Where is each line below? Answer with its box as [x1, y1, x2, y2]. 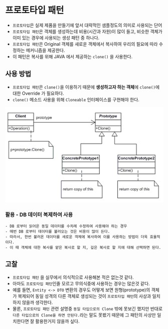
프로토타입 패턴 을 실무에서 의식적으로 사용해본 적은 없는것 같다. [12, 274, 134, 280]
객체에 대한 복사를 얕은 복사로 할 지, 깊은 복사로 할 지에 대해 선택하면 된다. [21, 245, 161, 250]
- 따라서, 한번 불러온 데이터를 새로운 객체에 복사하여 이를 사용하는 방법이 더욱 [5, 234, 148, 239]
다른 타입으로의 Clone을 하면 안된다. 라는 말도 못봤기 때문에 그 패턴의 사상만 [12, 312, 156, 318]
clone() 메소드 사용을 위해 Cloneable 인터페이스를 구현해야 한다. [12, 96, 139, 102]
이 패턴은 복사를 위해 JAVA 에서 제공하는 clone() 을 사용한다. [12, 53, 133, 59]
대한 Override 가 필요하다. [12, 90, 64, 96]
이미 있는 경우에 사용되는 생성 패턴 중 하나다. [12, 35, 100, 41]
